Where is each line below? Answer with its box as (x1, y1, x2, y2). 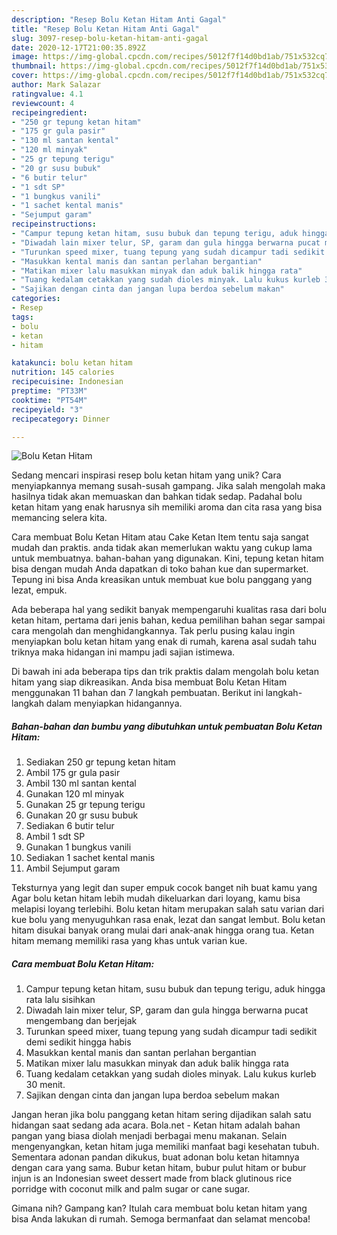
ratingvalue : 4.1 (11, 89, 84, 99)
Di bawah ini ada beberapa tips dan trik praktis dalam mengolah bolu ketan (11, 666, 319, 678)
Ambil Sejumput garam (25, 862, 121, 875)
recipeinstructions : (11, 219, 98, 230)
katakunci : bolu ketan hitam (11, 358, 133, 368)
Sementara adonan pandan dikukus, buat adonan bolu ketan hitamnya (11, 1151, 300, 1163)
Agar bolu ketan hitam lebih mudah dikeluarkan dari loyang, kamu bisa (11, 892, 301, 905)
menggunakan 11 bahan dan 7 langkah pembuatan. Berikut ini (11, 687, 264, 699)
